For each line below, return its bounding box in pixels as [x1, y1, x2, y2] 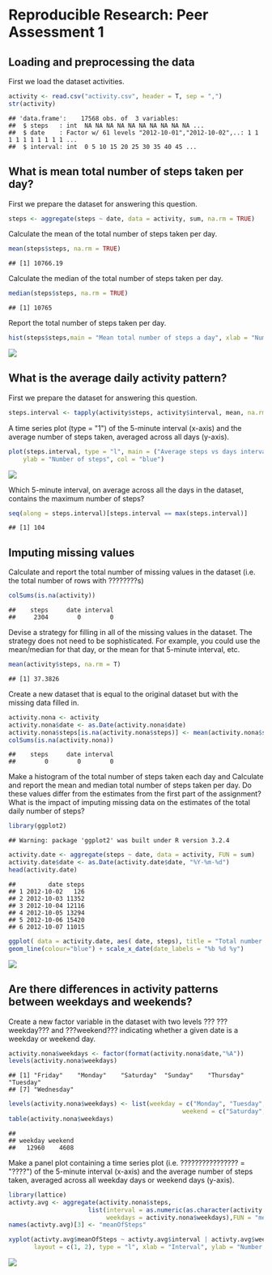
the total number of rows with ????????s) [8, 576, 144, 586]
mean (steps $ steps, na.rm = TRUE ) [8, 245, 121, 253]
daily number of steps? [8, 806, 85, 816]
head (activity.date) [8, 866, 79, 874]
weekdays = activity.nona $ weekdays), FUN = [106, 1213, 252, 1222]
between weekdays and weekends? [8, 995, 193, 1009]
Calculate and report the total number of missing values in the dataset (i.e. [8, 567, 257, 577]
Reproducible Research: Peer [8, 6, 209, 24]
